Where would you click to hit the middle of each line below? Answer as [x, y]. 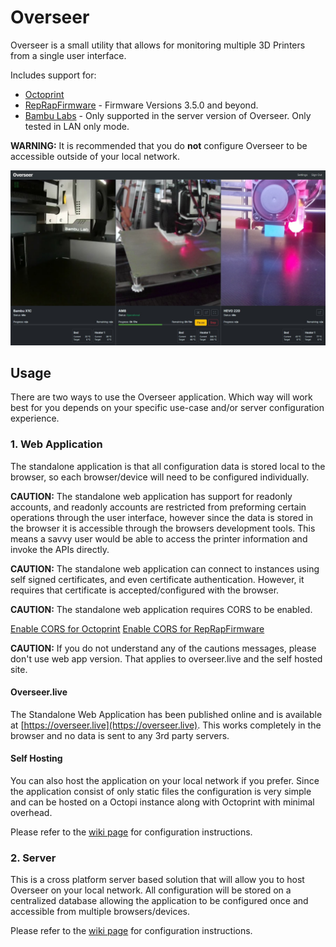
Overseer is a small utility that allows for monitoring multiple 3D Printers [158, 45]
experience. [35, 418]
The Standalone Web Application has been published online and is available [166, 714]
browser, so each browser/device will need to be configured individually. [160, 477]
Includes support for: [53, 75]
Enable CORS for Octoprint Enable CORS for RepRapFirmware [137, 628]
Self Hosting [36, 758]
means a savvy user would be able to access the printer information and [159, 538]
